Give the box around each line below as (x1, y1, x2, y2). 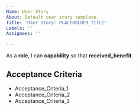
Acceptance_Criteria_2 (14, 91, 70, 98)
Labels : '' (6, 25, 33, 31)
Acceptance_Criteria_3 (14, 97, 70, 104)
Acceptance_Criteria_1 (14, 85, 69, 92)
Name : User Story (6, 8, 49, 15)
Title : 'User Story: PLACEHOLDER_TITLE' (6, 20, 108, 25)
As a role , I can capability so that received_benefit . (6, 52, 133, 59)
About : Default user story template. (6, 14, 99, 20)
